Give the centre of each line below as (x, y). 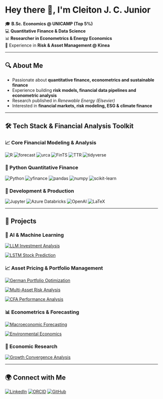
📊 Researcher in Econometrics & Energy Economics (59, 38)
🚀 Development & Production (40, 191)
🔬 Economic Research (31, 347)
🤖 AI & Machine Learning (34, 235)
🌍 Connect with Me (35, 378)
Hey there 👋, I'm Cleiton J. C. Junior (78, 10)
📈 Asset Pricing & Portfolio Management (54, 268)
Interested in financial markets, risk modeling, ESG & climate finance (82, 105)
